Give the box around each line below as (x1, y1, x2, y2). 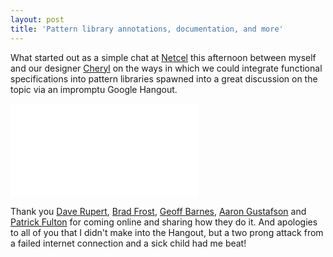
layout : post (10, 14, 65, 25)
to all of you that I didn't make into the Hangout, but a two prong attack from (10, 226, 324, 238)
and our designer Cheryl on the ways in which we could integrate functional (10, 62, 323, 74)
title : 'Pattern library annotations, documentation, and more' (10, 24, 284, 34)
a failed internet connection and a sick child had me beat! (10, 237, 247, 249)
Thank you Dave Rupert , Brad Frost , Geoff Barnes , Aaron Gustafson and (10, 205, 307, 217)
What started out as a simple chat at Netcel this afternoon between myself (10, 51, 317, 63)
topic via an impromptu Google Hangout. (10, 83, 178, 95)
